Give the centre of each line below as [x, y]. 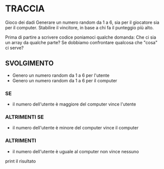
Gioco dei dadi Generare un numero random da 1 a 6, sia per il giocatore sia [82, 22]
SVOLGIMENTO [29, 63]
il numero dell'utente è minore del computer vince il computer [75, 128]
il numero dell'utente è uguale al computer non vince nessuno [76, 151]
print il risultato [21, 161]
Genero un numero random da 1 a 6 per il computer [65, 80]
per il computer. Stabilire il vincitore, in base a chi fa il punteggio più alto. [80, 27]
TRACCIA [25, 9]
